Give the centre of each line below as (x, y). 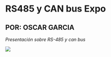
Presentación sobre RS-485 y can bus (45, 39)
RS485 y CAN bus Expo (55, 9)
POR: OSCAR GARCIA (40, 27)
